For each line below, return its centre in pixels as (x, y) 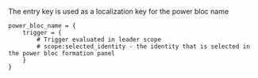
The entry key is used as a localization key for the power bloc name (119, 11)
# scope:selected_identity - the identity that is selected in (143, 46)
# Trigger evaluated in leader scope (99, 39)
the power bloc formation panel (62, 54)
